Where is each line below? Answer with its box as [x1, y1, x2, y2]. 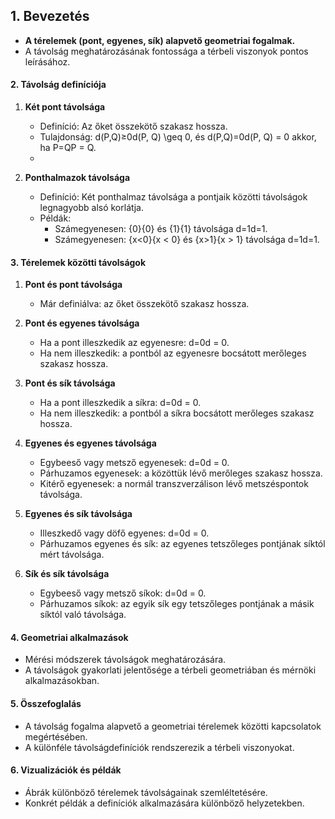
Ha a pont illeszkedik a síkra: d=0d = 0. [39, 397, 202, 409]
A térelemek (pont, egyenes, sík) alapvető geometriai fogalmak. [24, 34, 296, 46]
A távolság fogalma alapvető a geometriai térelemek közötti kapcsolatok [24, 720, 322, 732]
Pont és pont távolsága [24, 279, 123, 291]
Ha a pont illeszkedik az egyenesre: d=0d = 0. [39, 337, 230, 349]
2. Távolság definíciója [10, 79, 107, 91]
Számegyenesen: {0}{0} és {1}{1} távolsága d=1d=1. [54, 223, 268, 235]
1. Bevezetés [10, 8, 90, 25]
